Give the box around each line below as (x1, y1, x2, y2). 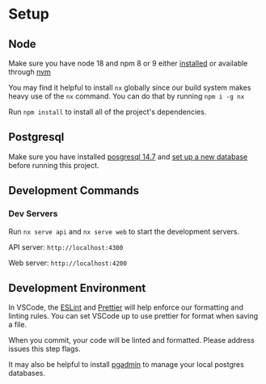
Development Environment (8, 281, 146, 295)
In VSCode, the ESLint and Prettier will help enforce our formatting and (8, 302, 244, 312)
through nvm (8, 67, 51, 77)
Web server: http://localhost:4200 (8, 258, 128, 268)
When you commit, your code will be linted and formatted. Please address (8, 335, 255, 345)
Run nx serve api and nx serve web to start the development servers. (8, 226, 240, 236)
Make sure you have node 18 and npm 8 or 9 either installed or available (8, 58, 248, 68)
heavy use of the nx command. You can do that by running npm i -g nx (8, 91, 245, 101)
